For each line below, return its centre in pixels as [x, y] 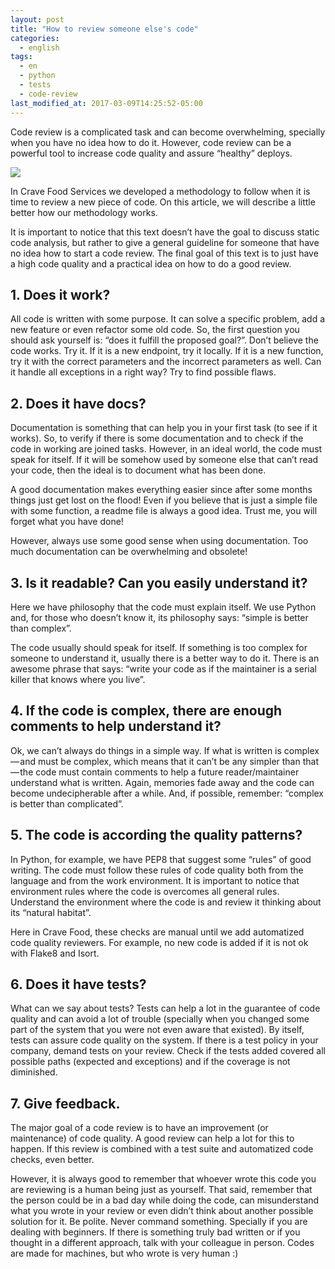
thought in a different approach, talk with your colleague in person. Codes [162, 1243]
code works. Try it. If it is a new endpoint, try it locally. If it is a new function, [167, 351]
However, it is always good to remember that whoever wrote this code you [163, 1179]
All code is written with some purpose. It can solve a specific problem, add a [168, 319]
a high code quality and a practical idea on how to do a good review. [151, 263]
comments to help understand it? [116, 726]
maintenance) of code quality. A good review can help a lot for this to [152, 1138]
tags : [21, 57]
